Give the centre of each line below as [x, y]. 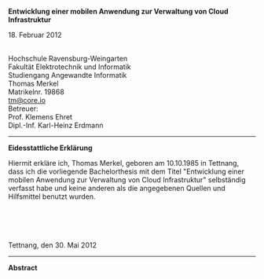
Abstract [23, 268]
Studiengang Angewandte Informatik [68, 75]
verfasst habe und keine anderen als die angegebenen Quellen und [117, 188]
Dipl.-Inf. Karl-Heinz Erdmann [56, 125]
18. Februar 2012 [35, 35]
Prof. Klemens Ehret [40, 117]
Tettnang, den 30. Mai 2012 [52, 245]
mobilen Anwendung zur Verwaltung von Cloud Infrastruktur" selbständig [127, 180]
